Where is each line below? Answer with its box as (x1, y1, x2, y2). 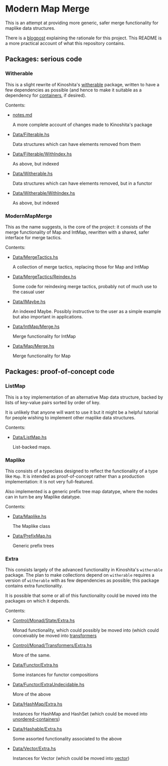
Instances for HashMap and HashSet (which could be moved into (12, 711, 147, 717)
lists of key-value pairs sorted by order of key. (5, 399, 101, 405)
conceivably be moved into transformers (12, 633, 97, 639)
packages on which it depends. (5, 598, 70, 604)
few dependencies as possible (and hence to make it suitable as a (5, 87, 142, 93)
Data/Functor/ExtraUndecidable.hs (12, 682, 85, 688)
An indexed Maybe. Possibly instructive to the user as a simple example (12, 308, 161, 314)
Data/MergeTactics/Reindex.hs (12, 273, 76, 280)
